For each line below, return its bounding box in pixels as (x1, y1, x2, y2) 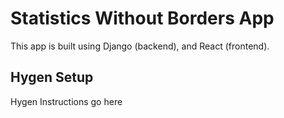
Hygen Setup (10, 69, 94, 86)
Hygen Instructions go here (10, 95, 123, 107)
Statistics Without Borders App (10, 7, 275, 30)
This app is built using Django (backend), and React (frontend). (10, 40, 270, 52)
